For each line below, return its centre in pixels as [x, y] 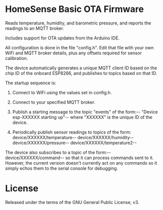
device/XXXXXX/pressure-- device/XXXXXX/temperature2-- [75, 143]
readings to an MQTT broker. [35, 28]
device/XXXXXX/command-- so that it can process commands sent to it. [80, 158]
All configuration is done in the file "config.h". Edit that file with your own [80, 47]
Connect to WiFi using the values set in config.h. [62, 92]
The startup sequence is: [31, 83]
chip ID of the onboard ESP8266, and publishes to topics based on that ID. [81, 73]
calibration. [17, 58]
